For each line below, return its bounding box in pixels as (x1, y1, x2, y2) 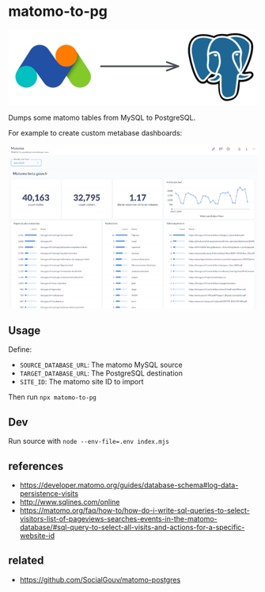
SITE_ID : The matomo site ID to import (19, 377, 144, 387)
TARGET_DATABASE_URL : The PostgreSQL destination (19, 369, 184, 378)
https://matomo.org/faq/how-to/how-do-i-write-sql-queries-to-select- (19, 506, 251, 515)
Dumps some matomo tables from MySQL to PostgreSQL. (8, 113, 196, 122)
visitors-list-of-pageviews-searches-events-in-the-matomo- (19, 514, 218, 523)
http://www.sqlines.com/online (19, 497, 120, 506)
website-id (19, 530, 55, 540)
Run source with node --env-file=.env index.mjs (8, 437, 170, 446)
